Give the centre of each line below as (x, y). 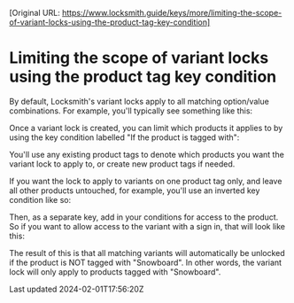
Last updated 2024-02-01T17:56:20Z (77, 289)
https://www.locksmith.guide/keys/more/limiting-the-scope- (172, 13)
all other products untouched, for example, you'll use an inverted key (135, 190)
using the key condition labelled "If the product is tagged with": (124, 137)
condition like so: (40, 199)
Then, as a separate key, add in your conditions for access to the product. (144, 217)
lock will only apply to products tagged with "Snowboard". (115, 272)
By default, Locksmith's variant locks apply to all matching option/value (139, 101)
